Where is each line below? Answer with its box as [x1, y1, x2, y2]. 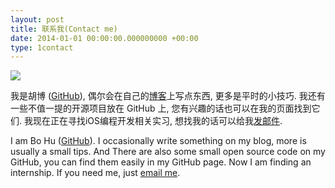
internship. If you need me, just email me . [10, 167, 181, 179]
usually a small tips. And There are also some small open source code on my [10, 146, 326, 158]
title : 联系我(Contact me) [10, 24, 118, 34]
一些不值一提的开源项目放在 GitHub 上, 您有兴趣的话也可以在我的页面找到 [10, 102, 312, 115]
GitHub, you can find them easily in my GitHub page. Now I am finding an [10, 156, 312, 168]
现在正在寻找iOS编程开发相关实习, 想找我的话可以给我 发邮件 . [32, 115, 283, 127]
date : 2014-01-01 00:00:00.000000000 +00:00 [10, 33, 199, 43]
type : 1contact [10, 42, 74, 53]
